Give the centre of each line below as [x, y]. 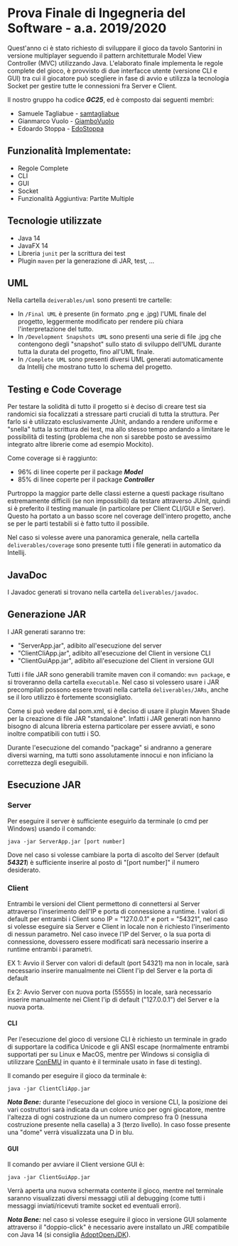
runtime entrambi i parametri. [50, 949]
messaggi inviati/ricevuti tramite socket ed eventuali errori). [94, 1206]
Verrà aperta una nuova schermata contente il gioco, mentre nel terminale [115, 1190]
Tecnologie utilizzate [55, 221]
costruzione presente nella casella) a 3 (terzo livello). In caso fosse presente [119, 1125]
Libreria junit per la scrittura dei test [71, 253]
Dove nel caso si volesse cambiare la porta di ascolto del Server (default [113, 855]
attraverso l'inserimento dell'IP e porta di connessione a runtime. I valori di [116, 911]
